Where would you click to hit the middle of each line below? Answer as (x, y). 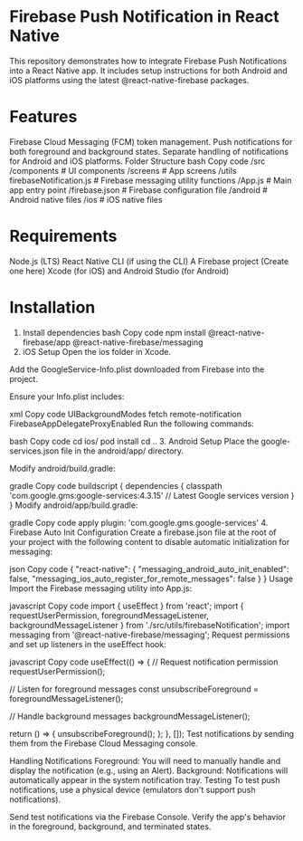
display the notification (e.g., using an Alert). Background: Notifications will (149, 770)
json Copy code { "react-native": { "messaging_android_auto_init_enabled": (149, 569)
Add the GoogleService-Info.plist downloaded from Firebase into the (137, 369)
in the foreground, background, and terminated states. (110, 827)
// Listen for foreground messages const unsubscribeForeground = (134, 689)
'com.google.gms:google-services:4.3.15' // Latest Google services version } (152, 495)
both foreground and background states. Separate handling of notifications (149, 151)
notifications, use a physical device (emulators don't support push (133, 789)
